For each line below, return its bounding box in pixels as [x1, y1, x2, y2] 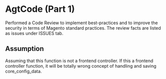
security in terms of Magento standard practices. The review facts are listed [5, 25, 161, 31]
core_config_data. [5, 68, 42, 74]
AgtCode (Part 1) [5, 3, 75, 15]
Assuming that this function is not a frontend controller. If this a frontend [5, 58, 154, 64]
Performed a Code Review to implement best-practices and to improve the [5, 20, 158, 26]
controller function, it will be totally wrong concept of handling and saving [5, 63, 157, 69]
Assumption [5, 44, 44, 53]
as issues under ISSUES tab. [5, 30, 64, 36]
